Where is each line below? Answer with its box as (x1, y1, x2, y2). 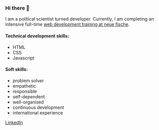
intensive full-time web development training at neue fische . (5, 21, 130, 27)
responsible (12, 88, 37, 94)
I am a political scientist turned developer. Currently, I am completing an (5, 16, 154, 22)
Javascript (12, 55, 35, 61)
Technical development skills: (5, 33, 69, 39)
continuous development (12, 104, 64, 110)
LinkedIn (5, 119, 23, 125)
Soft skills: (5, 67, 28, 73)
